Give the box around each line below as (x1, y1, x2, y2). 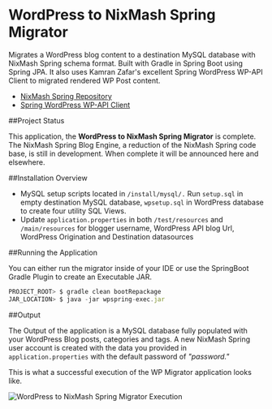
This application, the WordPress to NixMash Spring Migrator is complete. (8, 131, 257, 141)
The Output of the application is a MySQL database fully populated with (8, 325, 248, 335)
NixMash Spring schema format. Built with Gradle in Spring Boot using (8, 58, 244, 68)
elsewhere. (8, 157, 45, 167)
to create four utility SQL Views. (19, 205, 127, 216)
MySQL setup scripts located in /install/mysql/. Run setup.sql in (19, 188, 244, 198)
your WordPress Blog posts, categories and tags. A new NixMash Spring (8, 334, 251, 344)
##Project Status (8, 115, 65, 125)
